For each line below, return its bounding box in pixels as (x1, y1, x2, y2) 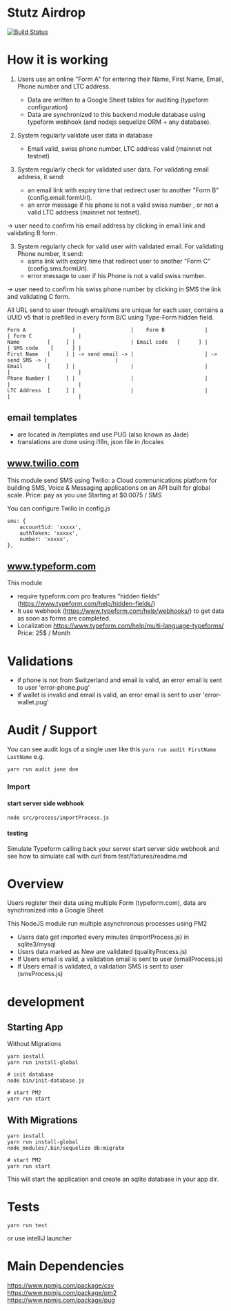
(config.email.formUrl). (27, 193, 92, 201)
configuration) (27, 102, 68, 111)
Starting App (7, 1022, 63, 1034)
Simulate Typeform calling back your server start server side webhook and (7, 844, 219, 852)
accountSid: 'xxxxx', (19, 524, 81, 531)
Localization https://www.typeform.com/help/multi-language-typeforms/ (17, 621, 224, 630)
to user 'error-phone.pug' (17, 684, 90, 692)
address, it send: (17, 172, 66, 181)
